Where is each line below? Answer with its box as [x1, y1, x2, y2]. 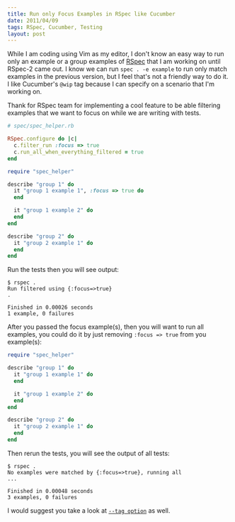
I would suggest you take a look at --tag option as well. [7, 506, 171, 515]
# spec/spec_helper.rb [7, 122, 74, 130]
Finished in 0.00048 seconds [7, 487, 93, 494]
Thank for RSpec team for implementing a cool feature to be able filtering [7, 101, 221, 110]
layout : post [7, 30, 46, 38]
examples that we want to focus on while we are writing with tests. [7, 109, 202, 117]
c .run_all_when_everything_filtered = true [13, 148, 144, 156]
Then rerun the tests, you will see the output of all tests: [7, 449, 170, 457]
